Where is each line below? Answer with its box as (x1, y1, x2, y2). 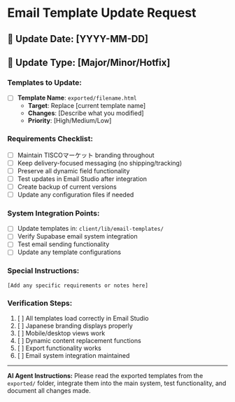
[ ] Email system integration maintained (17, 351, 130, 360)
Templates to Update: (7, 77, 83, 87)
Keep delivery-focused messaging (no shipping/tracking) (17, 159, 183, 167)
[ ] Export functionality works (17, 344, 101, 352)
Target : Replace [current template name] (27, 102, 146, 110)
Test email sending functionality (17, 240, 110, 248)
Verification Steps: (7, 298, 73, 308)
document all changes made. (7, 387, 91, 395)
